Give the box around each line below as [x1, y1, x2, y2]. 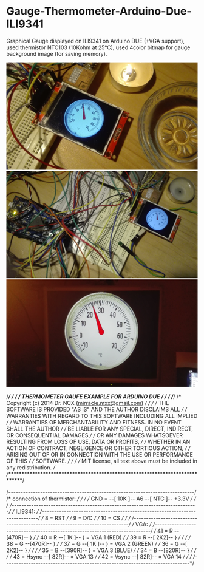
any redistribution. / [6, 463, 56, 471]
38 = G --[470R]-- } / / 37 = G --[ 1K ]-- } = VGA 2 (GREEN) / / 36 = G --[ [6, 540, 188, 547]
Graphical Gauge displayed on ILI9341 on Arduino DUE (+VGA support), [6, 37, 185, 44]
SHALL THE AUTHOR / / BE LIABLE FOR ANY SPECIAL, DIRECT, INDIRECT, [6, 425, 193, 432]
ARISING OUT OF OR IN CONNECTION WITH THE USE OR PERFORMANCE [6, 451, 193, 458]
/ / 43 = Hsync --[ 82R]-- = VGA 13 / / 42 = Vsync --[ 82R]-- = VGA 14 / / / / [6, 553, 195, 560]
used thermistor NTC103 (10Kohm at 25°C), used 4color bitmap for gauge [6, 44, 191, 51]
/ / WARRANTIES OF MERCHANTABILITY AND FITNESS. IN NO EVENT [6, 418, 182, 426]
